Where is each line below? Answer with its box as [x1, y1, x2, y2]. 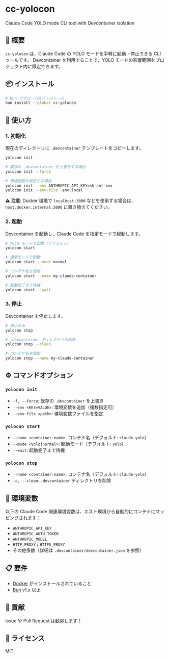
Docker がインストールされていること [12, 580, 92, 587]
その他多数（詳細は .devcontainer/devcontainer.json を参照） [12, 547, 144, 553]
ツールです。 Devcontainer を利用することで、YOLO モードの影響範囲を [5, 57, 156, 63]
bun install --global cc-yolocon [5, 100, 76, 106]
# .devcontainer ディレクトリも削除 [5, 337, 76, 342]
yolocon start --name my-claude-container [5, 273, 97, 279]
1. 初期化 [5, 132, 26, 139]
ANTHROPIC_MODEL [12, 537, 47, 542]
